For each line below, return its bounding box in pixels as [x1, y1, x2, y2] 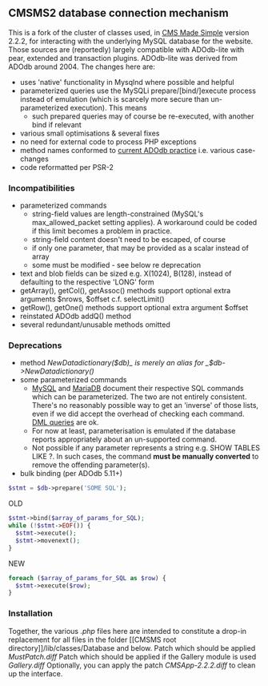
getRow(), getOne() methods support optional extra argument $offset [19, 303, 249, 313]
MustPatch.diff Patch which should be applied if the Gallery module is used [8, 652, 257, 661]
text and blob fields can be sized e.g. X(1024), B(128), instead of [19, 268, 232, 279]
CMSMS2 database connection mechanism [8, 6, 230, 20]
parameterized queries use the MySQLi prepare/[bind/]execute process [19, 86, 256, 95]
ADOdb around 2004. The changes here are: [8, 62, 156, 71]
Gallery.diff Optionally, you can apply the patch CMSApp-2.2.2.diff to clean [8, 660, 256, 670]
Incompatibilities [8, 182, 75, 193]
